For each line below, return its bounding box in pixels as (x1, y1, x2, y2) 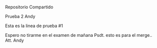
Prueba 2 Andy (5, 14, 36, 19)
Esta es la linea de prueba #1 (5, 23, 63, 29)
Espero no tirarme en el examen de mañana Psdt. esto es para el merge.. (5, 32, 153, 38)
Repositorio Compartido (5, 4, 53, 10)
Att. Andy (5, 37, 24, 43)
